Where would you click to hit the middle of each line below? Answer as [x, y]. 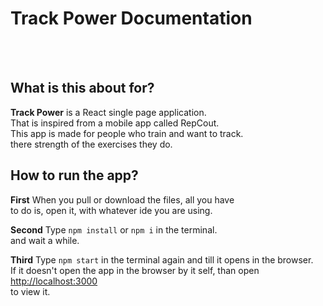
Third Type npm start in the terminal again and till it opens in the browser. [162, 259]
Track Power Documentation [131, 18]
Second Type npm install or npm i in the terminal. [114, 229]
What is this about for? [82, 88]
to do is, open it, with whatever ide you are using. [111, 210]
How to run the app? [74, 175]
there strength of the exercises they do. [91, 144]
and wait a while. [45, 240]
